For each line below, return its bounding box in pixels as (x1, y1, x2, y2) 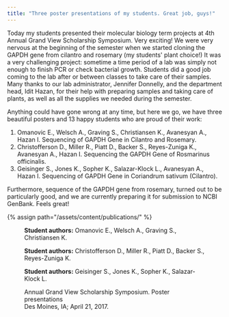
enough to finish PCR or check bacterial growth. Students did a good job (7, 65, 211, 73)
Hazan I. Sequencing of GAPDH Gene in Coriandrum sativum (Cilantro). (16, 172, 218, 180)
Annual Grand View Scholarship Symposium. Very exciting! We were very (7, 36, 214, 45)
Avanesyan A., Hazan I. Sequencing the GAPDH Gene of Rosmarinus (16, 150, 211, 158)
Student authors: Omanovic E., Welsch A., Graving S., (24, 226, 177, 234)
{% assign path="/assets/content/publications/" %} (7, 213, 152, 221)
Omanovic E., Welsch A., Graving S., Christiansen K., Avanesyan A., (16, 128, 207, 136)
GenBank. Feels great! (7, 199, 70, 207)
